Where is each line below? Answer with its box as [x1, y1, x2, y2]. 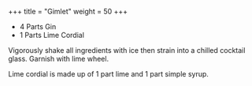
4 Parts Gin [19, 22, 57, 31]
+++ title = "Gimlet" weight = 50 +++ [8, 7, 128, 16]
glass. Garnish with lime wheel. [8, 54, 109, 63]
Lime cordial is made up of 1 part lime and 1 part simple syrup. [8, 69, 209, 78]
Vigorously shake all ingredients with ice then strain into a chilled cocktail [8, 46, 246, 54]
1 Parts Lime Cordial [19, 31, 85, 39]
